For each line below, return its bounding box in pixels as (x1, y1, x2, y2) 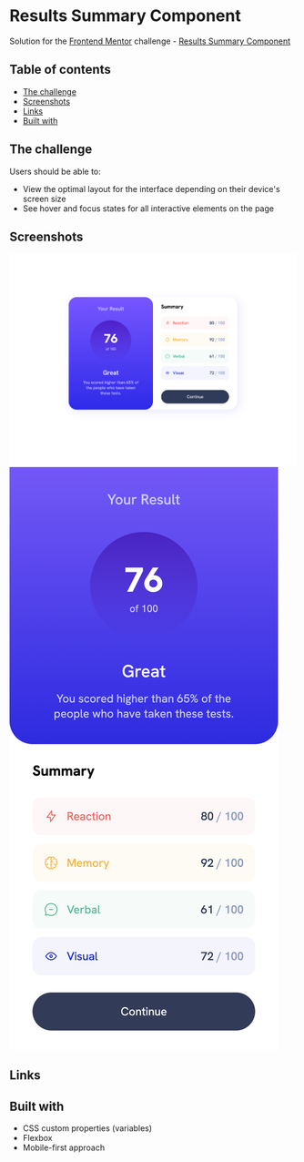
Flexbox (22, 1133, 53, 1144)
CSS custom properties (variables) (22, 1123, 153, 1134)
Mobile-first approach (22, 1142, 106, 1153)
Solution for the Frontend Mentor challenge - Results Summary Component (9, 36, 291, 46)
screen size (22, 193, 66, 204)
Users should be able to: (9, 166, 102, 177)
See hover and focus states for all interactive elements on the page (22, 202, 275, 214)
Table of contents (9, 62, 111, 77)
